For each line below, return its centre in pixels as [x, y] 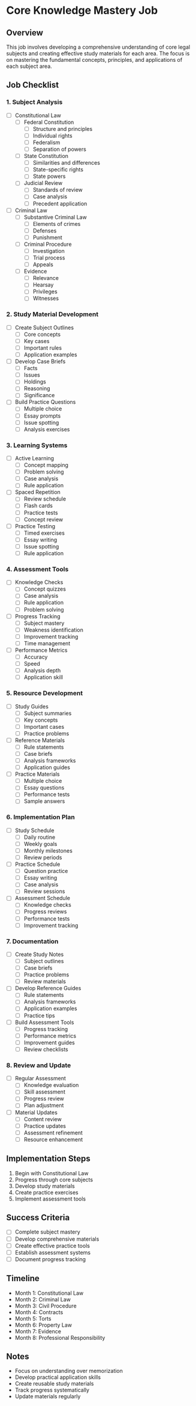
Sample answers [44, 801]
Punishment [48, 237]
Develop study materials [45, 1186]
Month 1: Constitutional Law [49, 1293]
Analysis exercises [47, 429]
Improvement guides [49, 1042]
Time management [47, 643]
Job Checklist [32, 85]
